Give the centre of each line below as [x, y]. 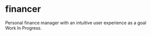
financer [23, 9]
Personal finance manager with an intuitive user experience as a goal [76, 23]
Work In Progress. [24, 28]
